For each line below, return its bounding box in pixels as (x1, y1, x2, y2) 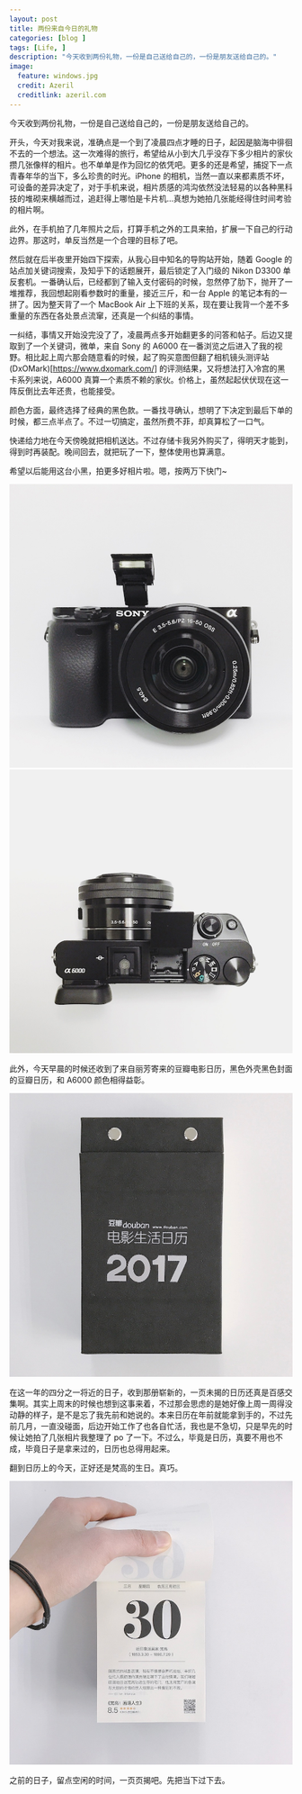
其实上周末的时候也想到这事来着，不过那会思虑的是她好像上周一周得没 (32, 1398, 293, 1409)
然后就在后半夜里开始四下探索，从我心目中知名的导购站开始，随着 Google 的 (9, 253, 293, 265)
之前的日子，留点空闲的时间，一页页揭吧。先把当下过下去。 (9, 1774, 230, 1785)
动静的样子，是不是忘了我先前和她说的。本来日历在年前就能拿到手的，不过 (9, 1409, 285, 1420)
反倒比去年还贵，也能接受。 (16, 385, 120, 396)
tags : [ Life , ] (9, 43, 67, 52)
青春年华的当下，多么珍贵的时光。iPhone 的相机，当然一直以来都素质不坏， (9, 170, 289, 181)
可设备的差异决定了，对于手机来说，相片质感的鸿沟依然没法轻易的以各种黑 (9, 181, 285, 193)
